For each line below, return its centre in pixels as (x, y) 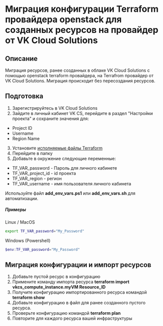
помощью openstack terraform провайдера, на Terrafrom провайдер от (79, 75)
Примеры (15, 209)
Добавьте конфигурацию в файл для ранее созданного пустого (79, 303)
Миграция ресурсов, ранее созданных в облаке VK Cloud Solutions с (78, 70)
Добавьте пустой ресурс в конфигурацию (56, 277)
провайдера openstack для (63, 19)
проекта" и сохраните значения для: (51, 119)
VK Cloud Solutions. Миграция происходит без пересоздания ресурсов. (80, 81)
